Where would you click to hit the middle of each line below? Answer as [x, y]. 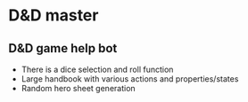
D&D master [54, 16]
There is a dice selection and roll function [97, 69]
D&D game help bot [63, 48]
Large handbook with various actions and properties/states [130, 79]
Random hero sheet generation [78, 88]
